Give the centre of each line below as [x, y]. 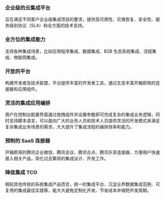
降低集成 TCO [21, 172]
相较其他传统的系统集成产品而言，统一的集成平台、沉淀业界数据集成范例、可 [82, 184]
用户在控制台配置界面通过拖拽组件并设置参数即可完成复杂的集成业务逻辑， [80, 114]
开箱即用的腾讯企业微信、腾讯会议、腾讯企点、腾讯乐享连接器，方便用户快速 [82, 152]
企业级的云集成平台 [28, 7]
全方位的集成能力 [25, 39]
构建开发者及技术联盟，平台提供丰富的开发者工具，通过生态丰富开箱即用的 [80, 83]
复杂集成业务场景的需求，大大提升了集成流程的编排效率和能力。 [69, 127]
